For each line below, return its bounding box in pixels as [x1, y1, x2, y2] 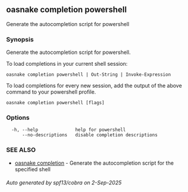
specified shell [14, 165, 51, 172]
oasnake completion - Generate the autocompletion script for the [14, 159, 174, 167]
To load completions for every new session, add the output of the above [6, 82, 182, 89]
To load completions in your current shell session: [6, 60, 128, 68]
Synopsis [6, 35, 34, 43]
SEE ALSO [6, 146, 36, 154]
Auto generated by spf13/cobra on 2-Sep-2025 [6, 179, 122, 186]
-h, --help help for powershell [11, 127, 126, 133]
